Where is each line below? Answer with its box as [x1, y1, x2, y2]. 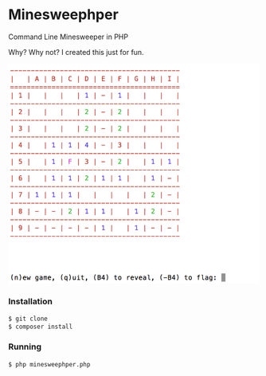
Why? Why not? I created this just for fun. [8, 47, 145, 57]
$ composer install [8, 323, 73, 331]
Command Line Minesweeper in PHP [8, 32, 129, 41]
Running [8, 341, 42, 352]
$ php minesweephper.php [8, 360, 91, 368]
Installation [8, 296, 53, 307]
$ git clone [8, 315, 48, 323]
